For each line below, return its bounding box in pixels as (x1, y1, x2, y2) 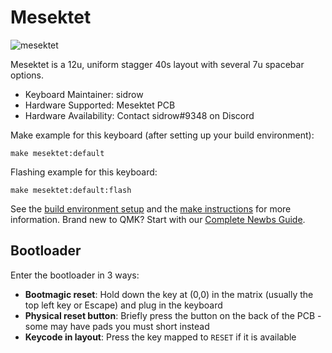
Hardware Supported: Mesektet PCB (24, 99, 176, 111)
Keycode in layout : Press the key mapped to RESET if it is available (24, 331, 297, 343)
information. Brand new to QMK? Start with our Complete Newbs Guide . (10, 213, 306, 225)
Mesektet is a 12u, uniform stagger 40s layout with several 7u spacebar (10, 58, 305, 70)
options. (10, 69, 45, 81)
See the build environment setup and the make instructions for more (10, 202, 292, 215)
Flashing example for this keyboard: (10, 166, 158, 178)
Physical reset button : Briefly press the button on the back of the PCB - (24, 309, 322, 321)
